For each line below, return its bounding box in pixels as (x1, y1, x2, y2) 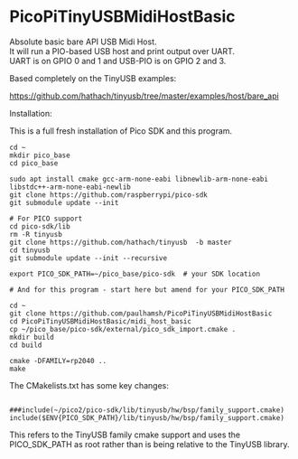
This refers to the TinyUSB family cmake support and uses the (9, 429, 241, 440)
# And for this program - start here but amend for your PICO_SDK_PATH (9, 285, 284, 295)
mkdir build (9, 333, 54, 342)
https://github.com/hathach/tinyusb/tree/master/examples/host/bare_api (9, 90, 280, 101)
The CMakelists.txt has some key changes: (9, 379, 169, 390)
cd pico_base (9, 158, 59, 168)
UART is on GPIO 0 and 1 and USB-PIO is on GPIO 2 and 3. (9, 55, 227, 66)
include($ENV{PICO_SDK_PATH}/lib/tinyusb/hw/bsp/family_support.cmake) (9, 413, 284, 422)
